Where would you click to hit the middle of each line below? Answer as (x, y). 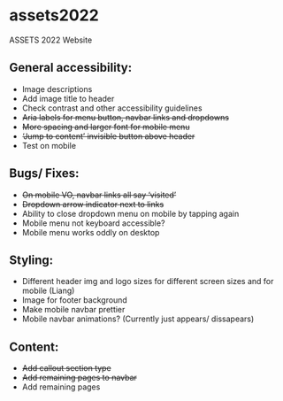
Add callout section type (67, 368)
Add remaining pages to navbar (79, 378)
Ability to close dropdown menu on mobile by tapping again (130, 213)
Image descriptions (57, 89)
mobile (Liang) (48, 291)
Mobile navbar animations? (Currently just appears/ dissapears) (138, 319)
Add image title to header (68, 98)
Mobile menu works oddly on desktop (91, 232)
